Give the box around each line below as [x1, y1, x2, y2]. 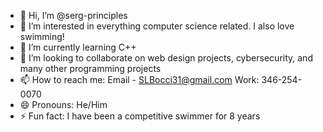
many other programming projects [19, 63, 162, 74]
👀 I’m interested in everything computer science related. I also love [19, 20, 295, 32]
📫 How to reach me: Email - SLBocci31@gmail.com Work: [19, 74, 260, 85]
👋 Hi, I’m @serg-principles [19, 10, 128, 21]
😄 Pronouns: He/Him [19, 99, 108, 110]
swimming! [19, 31, 65, 42]
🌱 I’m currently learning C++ [19, 41, 137, 53]
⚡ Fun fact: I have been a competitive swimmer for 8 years [19, 110, 261, 122]
